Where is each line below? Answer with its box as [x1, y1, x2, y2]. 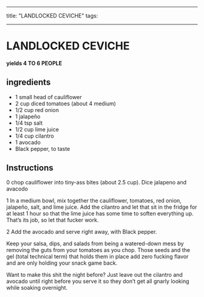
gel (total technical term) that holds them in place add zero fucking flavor [6, 253, 189, 260]
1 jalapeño [15, 113, 41, 120]
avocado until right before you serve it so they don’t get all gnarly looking [6, 278, 189, 285]
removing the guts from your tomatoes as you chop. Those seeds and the [6, 246, 190, 254]
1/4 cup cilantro [15, 132, 55, 139]
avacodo [6, 185, 29, 192]
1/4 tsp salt [15, 119, 43, 127]
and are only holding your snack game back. [6, 259, 118, 267]
